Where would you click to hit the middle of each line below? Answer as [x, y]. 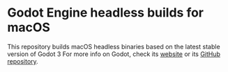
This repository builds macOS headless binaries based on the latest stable [114, 46]
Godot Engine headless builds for [106, 13]
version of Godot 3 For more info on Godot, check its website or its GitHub [114, 54]
